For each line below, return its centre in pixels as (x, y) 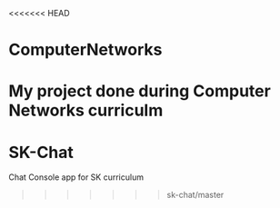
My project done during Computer (140, 91)
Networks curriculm (86, 110)
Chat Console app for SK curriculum (76, 177)
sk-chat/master (195, 195)
